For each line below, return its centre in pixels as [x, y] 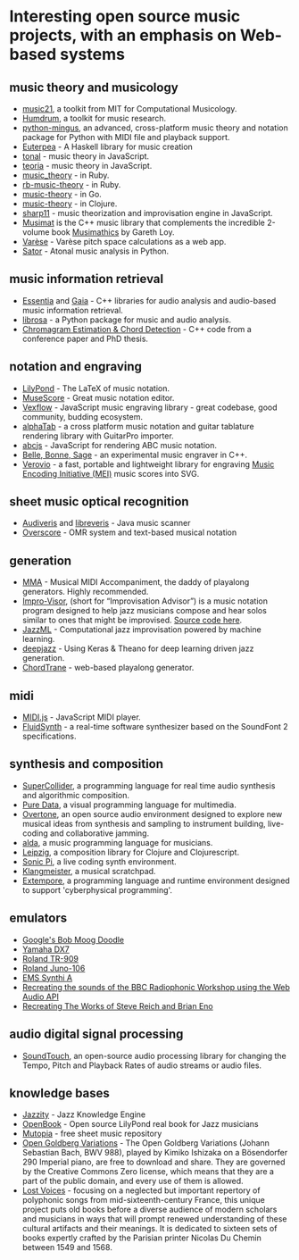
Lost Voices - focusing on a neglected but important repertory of [141, 1190]
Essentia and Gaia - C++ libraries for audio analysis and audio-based [149, 300]
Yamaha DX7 [46, 949]
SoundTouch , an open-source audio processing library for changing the [154, 1056]
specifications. [49, 736]
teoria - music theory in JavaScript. [87, 166]
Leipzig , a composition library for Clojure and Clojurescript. [130, 852]
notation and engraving [76, 367]
